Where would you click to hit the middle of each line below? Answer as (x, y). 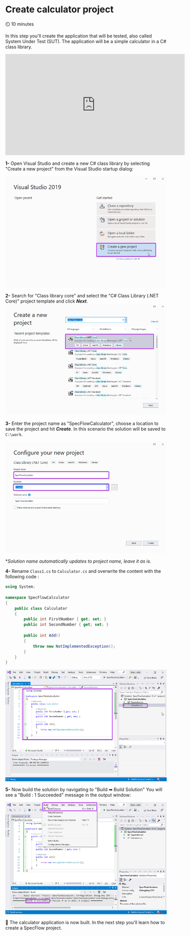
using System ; (20, 587)
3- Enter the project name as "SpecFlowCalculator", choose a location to (82, 424)
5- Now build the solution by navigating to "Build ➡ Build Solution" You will (84, 790)
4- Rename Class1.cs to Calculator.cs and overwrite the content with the (83, 571)
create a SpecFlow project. (34, 928)
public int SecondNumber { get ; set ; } (66, 625)
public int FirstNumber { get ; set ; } (65, 619)
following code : (22, 577)
